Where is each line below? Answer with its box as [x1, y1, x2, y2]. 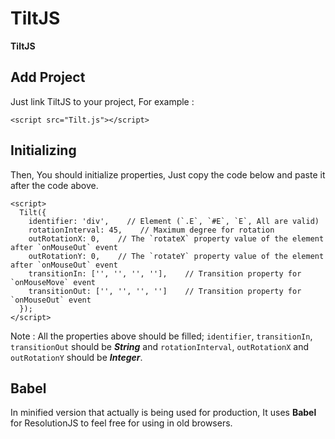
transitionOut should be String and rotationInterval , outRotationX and [10, 340, 310, 352]
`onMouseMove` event [10, 277, 97, 287]
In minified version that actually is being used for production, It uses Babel [10, 407, 317, 419]
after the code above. [10, 179, 99, 191]
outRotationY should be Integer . [10, 351, 143, 363]
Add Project [10, 69, 86, 86]
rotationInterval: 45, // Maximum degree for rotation [28, 225, 275, 235]
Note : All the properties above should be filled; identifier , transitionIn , [10, 330, 313, 342]
